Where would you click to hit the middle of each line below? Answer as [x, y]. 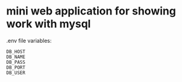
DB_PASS [16, 62]
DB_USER [16, 73]
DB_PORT [16, 68]
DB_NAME [16, 57]
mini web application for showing [91, 11]
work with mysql [49, 24]
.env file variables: [29, 40]
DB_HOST [16, 52]
